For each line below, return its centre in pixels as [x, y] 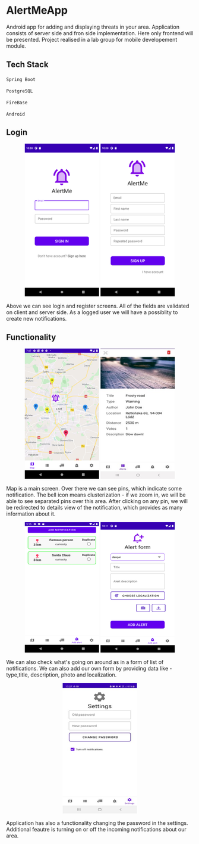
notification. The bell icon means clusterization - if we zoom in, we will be [96, 495]
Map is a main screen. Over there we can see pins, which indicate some [94, 488]
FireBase [17, 103]
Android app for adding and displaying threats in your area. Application [93, 27]
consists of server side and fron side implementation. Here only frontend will [100, 33]
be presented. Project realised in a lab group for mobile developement [92, 39]
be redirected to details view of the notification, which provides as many [94, 507]
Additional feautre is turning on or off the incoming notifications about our [97, 829]
